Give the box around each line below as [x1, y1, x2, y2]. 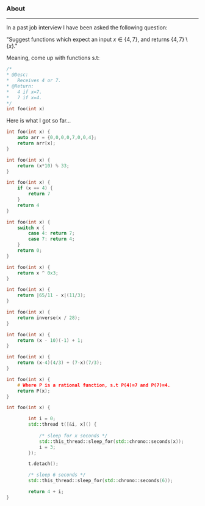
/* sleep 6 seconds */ [28, 472, 86, 478]
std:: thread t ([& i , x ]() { [28, 421, 97, 428]
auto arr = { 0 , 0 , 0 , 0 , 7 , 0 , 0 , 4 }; [17, 135, 97, 141]
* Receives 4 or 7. [6, 78, 62, 84]
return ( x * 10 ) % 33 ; [17, 162, 70, 169]
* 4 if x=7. [6, 89, 43, 95]
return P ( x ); [17, 388, 51, 394]
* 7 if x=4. [6, 94, 43, 100]
